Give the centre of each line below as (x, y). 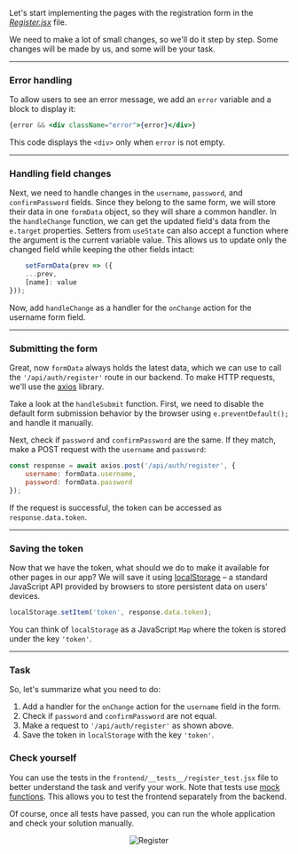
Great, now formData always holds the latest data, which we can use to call (145, 368)
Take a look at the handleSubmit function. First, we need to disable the (137, 404)
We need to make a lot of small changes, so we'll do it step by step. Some (144, 40)
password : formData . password (79, 483)
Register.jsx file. (38, 22)
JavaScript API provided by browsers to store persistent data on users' (139, 587)
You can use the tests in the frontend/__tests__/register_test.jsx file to (144, 778)
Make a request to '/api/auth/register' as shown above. (128, 726)
